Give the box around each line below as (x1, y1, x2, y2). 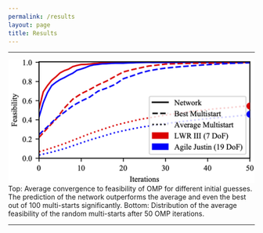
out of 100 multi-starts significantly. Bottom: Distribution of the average (8, 201, 237, 210)
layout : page (8, 20, 51, 29)
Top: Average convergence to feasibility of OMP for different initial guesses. (8, 184, 253, 194)
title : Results (8, 29, 58, 37)
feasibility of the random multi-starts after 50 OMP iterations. (8, 209, 205, 219)
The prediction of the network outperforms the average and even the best (8, 192, 247, 202)
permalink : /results (8, 13, 76, 20)
